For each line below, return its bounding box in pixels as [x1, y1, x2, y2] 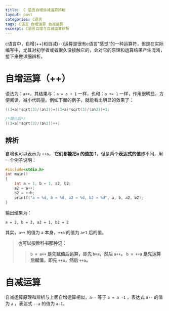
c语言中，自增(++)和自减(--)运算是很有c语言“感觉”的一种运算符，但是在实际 [5, 41, 164, 47]
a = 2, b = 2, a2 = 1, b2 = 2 [5, 219, 69, 225]
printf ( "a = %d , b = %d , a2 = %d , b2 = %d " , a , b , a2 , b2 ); [14, 195, 144, 200]
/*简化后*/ [5, 116, 26, 121]
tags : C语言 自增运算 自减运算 [5, 21, 64, 27]
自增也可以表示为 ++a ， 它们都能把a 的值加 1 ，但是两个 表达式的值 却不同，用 [5, 150, 163, 157]
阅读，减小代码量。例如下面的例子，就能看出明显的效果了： [9, 97, 134, 103]
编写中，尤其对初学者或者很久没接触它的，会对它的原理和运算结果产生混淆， [5, 47, 165, 53]
